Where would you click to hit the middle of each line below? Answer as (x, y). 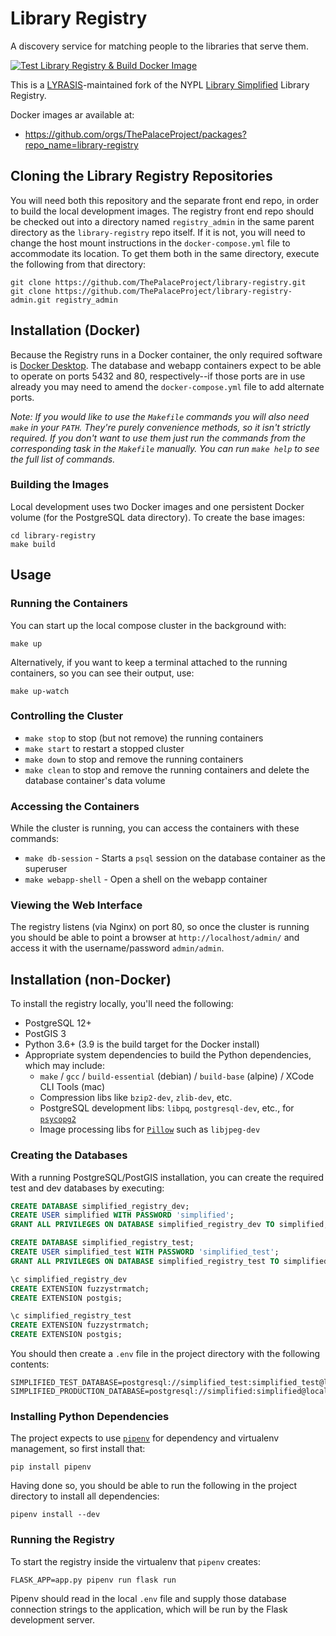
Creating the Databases (69, 1155)
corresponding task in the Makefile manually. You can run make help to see (165, 448)
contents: (30, 1364)
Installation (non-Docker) (91, 979)
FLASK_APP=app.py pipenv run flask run (93, 1580)
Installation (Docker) (75, 330)
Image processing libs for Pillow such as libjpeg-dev (150, 1129)
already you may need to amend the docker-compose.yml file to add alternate (167, 386)
